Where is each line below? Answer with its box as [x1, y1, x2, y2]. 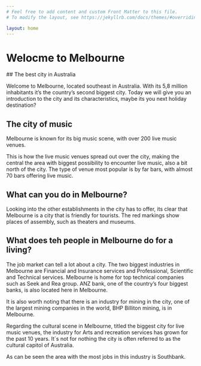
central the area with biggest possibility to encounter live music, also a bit [6, 160, 187, 167]
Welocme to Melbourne [6, 51, 125, 65]
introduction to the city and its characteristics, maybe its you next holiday [6, 95, 187, 103]
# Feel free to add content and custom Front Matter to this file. [6, 8, 178, 15]
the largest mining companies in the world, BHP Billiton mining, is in [6, 304, 172, 311]
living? [6, 245, 32, 255]
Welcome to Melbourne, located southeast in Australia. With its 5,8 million [6, 82, 188, 90]
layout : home [6, 25, 39, 31]
